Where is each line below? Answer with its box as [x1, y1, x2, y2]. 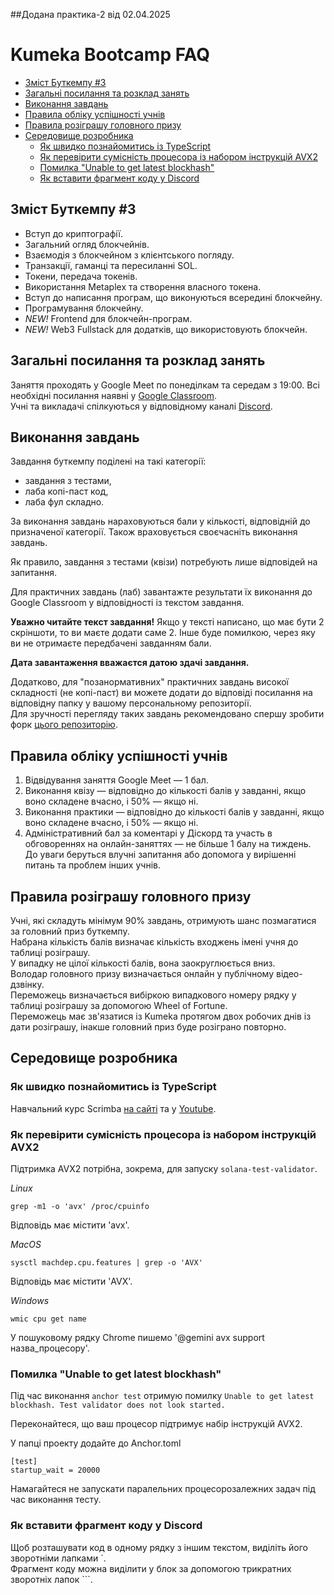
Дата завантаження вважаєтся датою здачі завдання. [10, 657, 250, 669]
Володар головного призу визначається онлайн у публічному [10, 968, 275, 979]
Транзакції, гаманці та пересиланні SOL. [24, 259, 198, 271]
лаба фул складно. [24, 496, 105, 508]
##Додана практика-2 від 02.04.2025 [10, 9, 171, 20]
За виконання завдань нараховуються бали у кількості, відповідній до [10, 515, 311, 528]
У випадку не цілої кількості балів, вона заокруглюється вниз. [10, 957, 276, 969]
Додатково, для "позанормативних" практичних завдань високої [10, 676, 290, 688]
